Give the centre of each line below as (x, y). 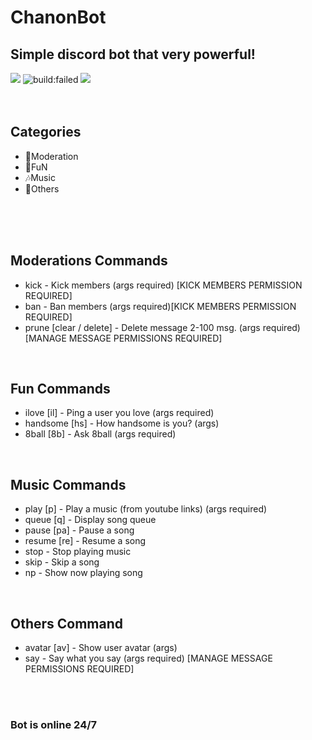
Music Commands (68, 484)
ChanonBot (58, 17)
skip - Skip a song (62, 562)
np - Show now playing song (83, 573)
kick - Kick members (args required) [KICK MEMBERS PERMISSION (163, 285)
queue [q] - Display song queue (90, 520)
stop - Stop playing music (78, 552)
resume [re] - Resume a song (85, 541)
